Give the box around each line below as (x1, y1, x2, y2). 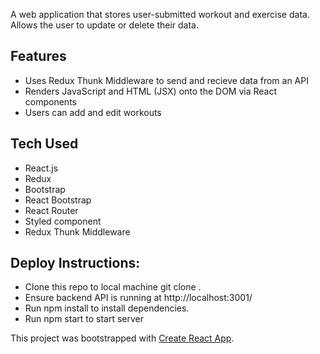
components (24, 95, 77, 108)
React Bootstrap (24, 194, 92, 206)
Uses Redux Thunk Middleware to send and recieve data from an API (24, 74, 309, 86)
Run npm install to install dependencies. (24, 302, 190, 314)
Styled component (24, 215, 102, 227)
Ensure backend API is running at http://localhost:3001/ (24, 292, 253, 304)
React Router (24, 204, 79, 216)
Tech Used (10, 135, 79, 153)
